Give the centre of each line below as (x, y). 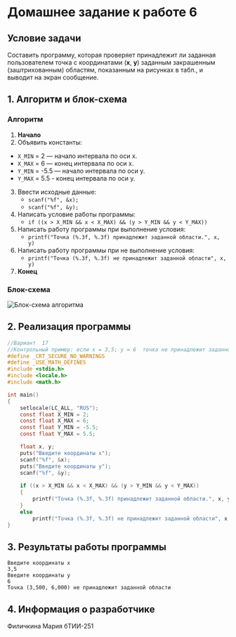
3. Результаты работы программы (87, 547)
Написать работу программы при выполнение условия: (101, 229)
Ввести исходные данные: (57, 192)
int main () (23, 395)
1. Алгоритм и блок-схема (67, 99)
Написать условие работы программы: (76, 214)
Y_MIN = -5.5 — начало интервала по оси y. (81, 171)
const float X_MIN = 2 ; (55, 414)
